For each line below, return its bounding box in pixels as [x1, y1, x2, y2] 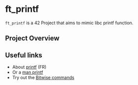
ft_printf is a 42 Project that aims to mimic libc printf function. [5, 20, 134, 26]
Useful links [5, 51, 43, 59]
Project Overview [5, 34, 60, 42]
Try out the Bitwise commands [12, 75, 75, 81]
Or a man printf [12, 69, 43, 75]
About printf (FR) [12, 64, 47, 70]
